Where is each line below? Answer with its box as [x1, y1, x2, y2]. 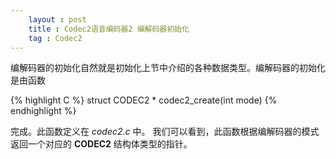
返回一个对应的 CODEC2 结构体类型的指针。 [10, 138, 193, 150]
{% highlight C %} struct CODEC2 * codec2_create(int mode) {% [10, 94, 278, 106]
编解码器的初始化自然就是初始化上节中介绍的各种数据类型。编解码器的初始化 [10, 62, 326, 74]
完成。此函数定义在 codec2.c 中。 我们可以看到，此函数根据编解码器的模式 [10, 126, 320, 138]
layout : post [28, 14, 87, 25]
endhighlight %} [10, 105, 77, 117]
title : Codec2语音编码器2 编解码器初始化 [28, 24, 190, 34]
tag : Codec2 [28, 33, 83, 43]
